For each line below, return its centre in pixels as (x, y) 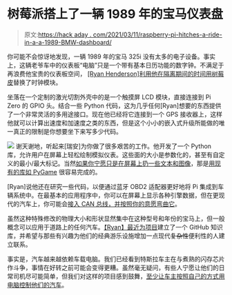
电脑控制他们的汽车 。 (37, 285)
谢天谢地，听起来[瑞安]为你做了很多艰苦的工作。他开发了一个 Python (114, 146)
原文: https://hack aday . (58, 34)
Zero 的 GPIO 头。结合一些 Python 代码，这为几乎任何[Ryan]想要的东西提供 (114, 105)
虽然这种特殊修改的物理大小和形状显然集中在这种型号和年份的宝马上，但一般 (116, 218)
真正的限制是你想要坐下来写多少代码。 (67, 131)
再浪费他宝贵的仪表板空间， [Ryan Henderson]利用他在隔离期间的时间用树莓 (116, 74)
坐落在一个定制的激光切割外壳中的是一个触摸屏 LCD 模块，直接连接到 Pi (109, 96)
